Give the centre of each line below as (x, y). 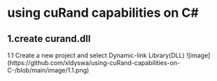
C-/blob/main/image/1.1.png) (48, 70)
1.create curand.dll (49, 39)
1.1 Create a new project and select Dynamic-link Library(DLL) (96, 55)
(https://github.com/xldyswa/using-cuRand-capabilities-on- (94, 63)
